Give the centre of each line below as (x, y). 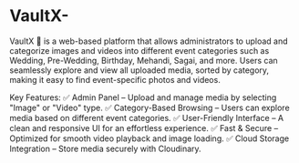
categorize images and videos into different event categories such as (139, 50)
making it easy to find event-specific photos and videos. (115, 79)
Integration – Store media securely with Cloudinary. (106, 148)
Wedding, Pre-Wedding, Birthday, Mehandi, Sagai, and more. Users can (144, 60)
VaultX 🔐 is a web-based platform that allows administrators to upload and (149, 41)
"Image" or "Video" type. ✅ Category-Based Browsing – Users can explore (149, 107)
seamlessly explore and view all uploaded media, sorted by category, (139, 70)
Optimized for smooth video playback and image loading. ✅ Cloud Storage (149, 138)
